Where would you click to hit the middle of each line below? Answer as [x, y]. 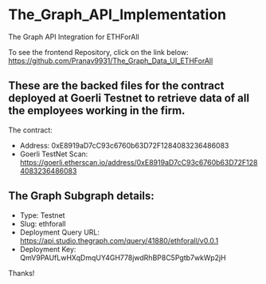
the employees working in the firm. [97, 110]
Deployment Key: [48, 249]
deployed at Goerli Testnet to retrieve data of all [129, 99]
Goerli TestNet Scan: [54, 154]
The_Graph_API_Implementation [117, 15]
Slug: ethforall [43, 223]
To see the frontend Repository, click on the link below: [98, 52]
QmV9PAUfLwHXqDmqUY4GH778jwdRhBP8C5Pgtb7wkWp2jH [123, 258]
